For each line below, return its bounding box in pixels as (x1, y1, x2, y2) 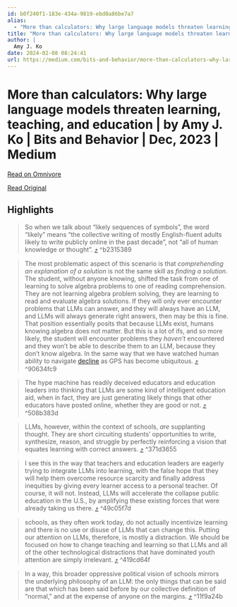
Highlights (7, 204, 54, 216)
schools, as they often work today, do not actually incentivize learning (24, 517, 228, 526)
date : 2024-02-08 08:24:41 (7, 50, 87, 57)
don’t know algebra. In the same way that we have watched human (24, 349, 219, 357)
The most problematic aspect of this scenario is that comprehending (24, 259, 224, 268)
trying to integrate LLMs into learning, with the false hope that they (24, 466, 219, 474)
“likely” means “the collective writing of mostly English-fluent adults (24, 230, 222, 238)
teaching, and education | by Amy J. (7, 116, 223, 133)
